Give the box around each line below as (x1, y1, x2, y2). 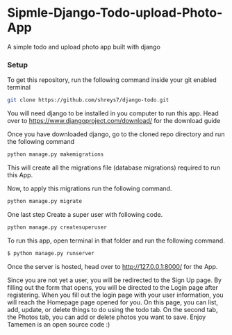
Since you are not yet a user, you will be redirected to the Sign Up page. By (7, 276, 222, 284)
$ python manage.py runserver (7, 250, 95, 256)
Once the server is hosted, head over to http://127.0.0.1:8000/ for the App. (7, 262, 218, 270)
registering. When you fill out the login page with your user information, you (7, 291, 224, 299)
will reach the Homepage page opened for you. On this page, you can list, (7, 297, 219, 307)
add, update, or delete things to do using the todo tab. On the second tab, (7, 305, 218, 313)
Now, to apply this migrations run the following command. (7, 184, 172, 193)
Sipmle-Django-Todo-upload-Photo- (7, 5, 223, 21)
